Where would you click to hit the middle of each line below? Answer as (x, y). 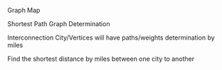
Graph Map (24, 10)
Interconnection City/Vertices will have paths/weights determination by (111, 37)
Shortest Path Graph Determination (59, 24)
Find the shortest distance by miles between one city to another (101, 59)
